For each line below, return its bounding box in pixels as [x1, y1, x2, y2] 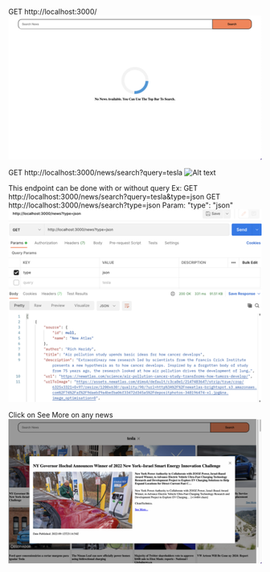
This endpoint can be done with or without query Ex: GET [8, 183, 198, 193]
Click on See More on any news [8, 410, 114, 420]
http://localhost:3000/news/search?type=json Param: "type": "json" [8, 200, 234, 210]
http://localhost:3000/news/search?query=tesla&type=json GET [8, 192, 221, 202]
